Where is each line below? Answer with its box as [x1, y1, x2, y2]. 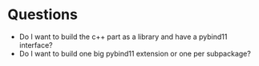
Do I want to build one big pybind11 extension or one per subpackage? [18, 49, 252, 58]
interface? [18, 40, 53, 49]
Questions [7, 6, 78, 24]
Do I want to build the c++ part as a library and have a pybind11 [18, 32, 228, 41]
